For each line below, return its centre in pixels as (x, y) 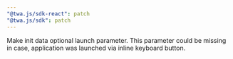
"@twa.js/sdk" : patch (39, 20)
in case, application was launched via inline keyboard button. (96, 48)
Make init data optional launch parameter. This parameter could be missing (116, 40)
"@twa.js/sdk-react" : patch (48, 14)
